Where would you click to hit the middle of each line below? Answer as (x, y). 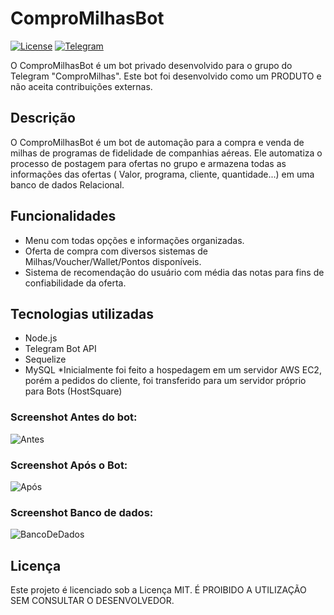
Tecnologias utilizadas (82, 313)
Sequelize (45, 359)
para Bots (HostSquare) (73, 391)
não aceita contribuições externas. (81, 86)
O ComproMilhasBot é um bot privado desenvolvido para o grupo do (151, 65)
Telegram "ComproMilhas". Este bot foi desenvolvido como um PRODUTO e (166, 76)
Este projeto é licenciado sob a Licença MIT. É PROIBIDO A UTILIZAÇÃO (158, 590)
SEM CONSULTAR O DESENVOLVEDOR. (92, 601)
